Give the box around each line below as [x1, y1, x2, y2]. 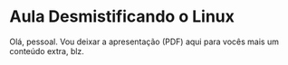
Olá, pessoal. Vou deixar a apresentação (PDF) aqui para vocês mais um [9, 36, 279, 47]
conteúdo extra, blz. [9, 45, 84, 56]
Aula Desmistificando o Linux [9, 6, 235, 27]
